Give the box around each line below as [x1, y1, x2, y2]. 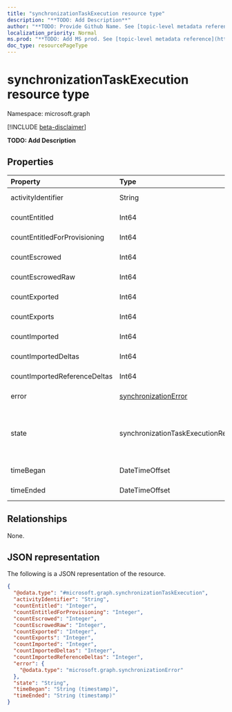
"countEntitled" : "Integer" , [13, 602, 97, 609]
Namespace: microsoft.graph [7, 109, 90, 117]
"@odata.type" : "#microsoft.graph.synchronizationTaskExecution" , [13, 590, 209, 597]
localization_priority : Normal [7, 29, 97, 37]
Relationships [7, 513, 68, 525]
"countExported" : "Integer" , [13, 628, 97, 635]
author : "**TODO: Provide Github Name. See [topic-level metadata [7, 23, 202, 30]
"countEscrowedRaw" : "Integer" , [13, 622, 107, 628]
